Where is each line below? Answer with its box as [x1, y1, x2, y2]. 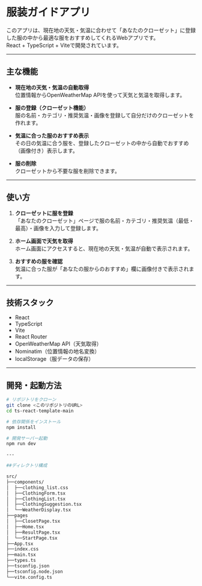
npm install [6, 424, 36, 431]
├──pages [6, 513, 28, 519]
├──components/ [6, 479, 44, 485]
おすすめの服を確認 [14, 257, 63, 265]
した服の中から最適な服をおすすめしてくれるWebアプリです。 [6, 34, 159, 41]
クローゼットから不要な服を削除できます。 [14, 167, 120, 175]
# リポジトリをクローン [6, 397, 57, 403]
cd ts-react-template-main [6, 408, 74, 414]
